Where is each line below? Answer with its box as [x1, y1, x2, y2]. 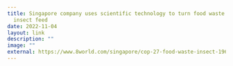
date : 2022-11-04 [7, 23, 58, 30]
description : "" [7, 36, 54, 43]
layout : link [7, 29, 45, 36]
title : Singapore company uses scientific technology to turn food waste [7, 10, 225, 17]
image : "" [7, 42, 36, 49]
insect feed [13, 16, 49, 23]
